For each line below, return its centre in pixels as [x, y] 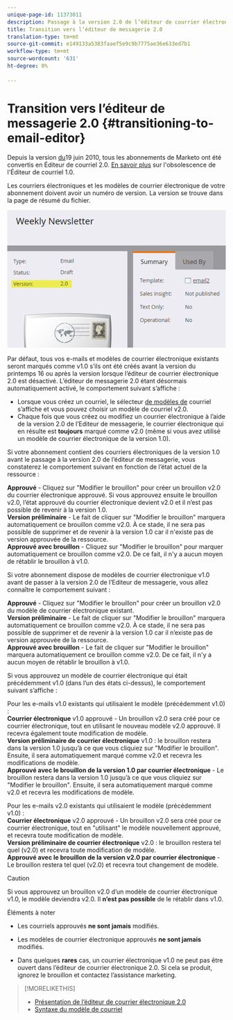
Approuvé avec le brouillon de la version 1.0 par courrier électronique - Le [115, 770]
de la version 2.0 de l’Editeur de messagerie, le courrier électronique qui [120, 424]
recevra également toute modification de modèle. [78, 733]
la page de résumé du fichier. [49, 200]
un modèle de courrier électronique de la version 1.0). [94, 438]
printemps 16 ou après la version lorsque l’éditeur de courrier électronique [113, 373]
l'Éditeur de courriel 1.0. [41, 172]
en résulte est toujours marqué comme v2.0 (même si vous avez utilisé [119, 431]
